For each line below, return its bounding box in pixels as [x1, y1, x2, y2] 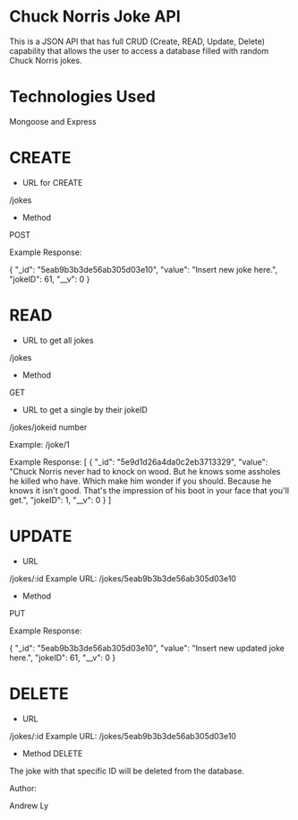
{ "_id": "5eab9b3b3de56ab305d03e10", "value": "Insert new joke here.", [9, 264, 278, 275]
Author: [9, 782, 38, 793]
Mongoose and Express [9, 116, 97, 126]
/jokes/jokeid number [9, 422, 88, 432]
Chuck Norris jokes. [9, 55, 82, 65]
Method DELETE [21, 747, 83, 759]
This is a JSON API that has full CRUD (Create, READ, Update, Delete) [9, 36, 266, 47]
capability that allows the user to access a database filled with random [9, 45, 269, 56]
